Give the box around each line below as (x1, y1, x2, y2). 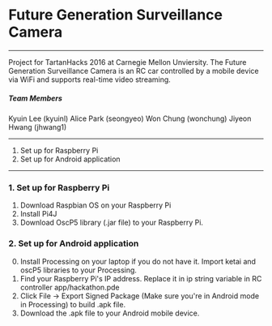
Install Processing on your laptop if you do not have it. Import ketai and (19, 256, 257, 266)
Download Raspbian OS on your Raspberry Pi (19, 200, 172, 210)
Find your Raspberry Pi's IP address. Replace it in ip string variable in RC (19, 273, 262, 283)
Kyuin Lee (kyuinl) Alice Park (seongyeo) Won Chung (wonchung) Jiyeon (8, 114, 252, 123)
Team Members (8, 93, 63, 103)
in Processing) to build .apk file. (19, 299, 126, 309)
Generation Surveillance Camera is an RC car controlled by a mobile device (8, 66, 259, 75)
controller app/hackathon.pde (19, 282, 120, 292)
